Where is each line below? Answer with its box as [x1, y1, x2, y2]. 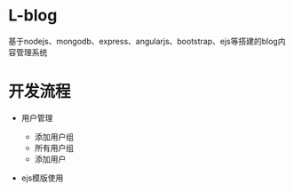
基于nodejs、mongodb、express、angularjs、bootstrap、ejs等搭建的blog [8, 36, 279, 46]
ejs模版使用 [20, 172, 64, 183]
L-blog [8, 5, 58, 26]
